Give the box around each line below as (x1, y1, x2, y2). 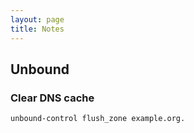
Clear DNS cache (10, 91, 95, 105)
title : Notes (10, 24, 65, 34)
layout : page (10, 14, 65, 25)
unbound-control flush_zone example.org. (10, 114, 186, 124)
